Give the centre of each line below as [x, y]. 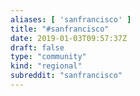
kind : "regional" [46, 66]
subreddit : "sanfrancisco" [66, 76]
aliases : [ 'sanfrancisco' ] [71, 19]
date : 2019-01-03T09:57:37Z [69, 38]
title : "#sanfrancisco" [60, 29]
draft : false [37, 47]
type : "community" [48, 57]
